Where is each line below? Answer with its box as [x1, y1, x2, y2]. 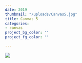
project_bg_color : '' [5, 30, 49, 35]
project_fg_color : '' [5, 35, 49, 40]
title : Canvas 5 [5, 16, 38, 21]
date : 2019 [5, 7, 27, 12]
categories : [5, 21, 29, 26]
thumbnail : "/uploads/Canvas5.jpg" [5, 12, 78, 17]
